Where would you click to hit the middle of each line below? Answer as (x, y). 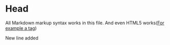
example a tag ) (21, 28)
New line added (22, 38)
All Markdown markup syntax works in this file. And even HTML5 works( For (85, 23)
